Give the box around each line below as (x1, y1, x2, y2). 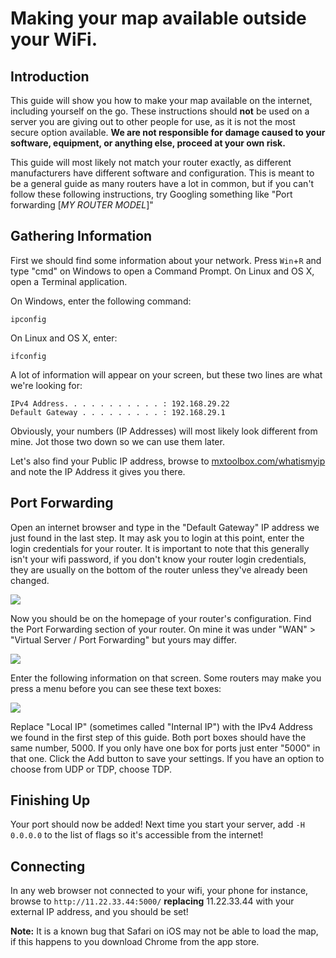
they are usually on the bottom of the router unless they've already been (10, 563, 308, 576)
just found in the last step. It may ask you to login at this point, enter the (10, 532, 305, 544)
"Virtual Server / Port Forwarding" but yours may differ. (10, 633, 238, 646)
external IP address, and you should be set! (10, 906, 189, 918)
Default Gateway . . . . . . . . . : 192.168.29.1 (10, 407, 226, 417)
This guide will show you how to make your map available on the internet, (10, 95, 313, 106)
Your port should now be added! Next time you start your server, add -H (10, 818, 305, 831)
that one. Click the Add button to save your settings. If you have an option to (10, 752, 325, 764)
